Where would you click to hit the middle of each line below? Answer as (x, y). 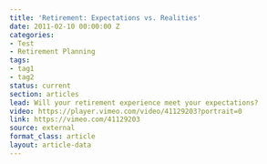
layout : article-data (51, 145)
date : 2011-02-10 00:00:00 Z (65, 26)
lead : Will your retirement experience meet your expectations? (134, 102)
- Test (22, 43)
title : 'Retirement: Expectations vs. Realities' (106, 18)
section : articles (44, 94)
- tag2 (22, 77)
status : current (40, 86)
